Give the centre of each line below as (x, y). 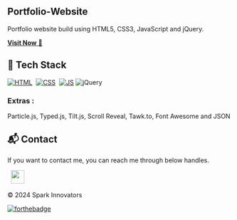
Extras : (21, 100)
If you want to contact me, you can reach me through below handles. (109, 160)
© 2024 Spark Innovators (45, 194)
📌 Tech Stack (37, 65)
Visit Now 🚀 (25, 43)
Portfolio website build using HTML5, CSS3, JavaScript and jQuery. (106, 28)
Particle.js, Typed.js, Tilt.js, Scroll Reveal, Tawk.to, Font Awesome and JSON (119, 116)
